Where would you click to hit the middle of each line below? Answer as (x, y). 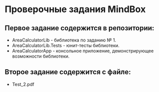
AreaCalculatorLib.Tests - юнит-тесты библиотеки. (66, 45)
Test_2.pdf (23, 84)
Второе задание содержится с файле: (68, 72)
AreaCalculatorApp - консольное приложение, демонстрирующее (83, 51)
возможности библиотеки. (41, 56)
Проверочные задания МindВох (75, 9)
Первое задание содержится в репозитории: (79, 28)
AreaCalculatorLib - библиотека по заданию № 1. (64, 40)
